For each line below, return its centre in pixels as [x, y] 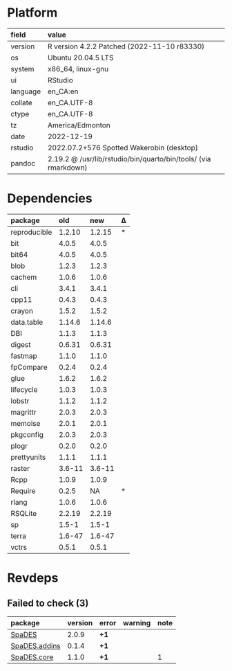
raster [20, 468]
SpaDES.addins [36, 645]
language [26, 91]
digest [21, 344]
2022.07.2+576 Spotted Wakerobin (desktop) [123, 147]
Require [23, 491]
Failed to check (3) [48, 603]
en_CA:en [63, 91]
